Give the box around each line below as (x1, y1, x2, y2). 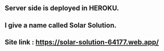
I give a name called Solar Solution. (5, 21, 117, 29)
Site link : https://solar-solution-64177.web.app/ (5, 38, 159, 46)
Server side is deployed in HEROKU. (5, 4, 119, 12)
